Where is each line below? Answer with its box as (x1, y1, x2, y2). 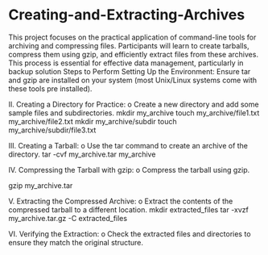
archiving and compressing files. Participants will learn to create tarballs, (8, 40, 249, 50)
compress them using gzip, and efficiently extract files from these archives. (8, 49, 259, 59)
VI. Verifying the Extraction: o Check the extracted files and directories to (8, 228, 251, 239)
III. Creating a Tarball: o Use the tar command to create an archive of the (8, 140, 248, 150)
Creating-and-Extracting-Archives (8, 6, 245, 24)
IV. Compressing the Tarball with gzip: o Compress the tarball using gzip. (8, 165, 250, 174)
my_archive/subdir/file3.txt (8, 125, 97, 135)
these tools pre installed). (8, 83, 93, 94)
